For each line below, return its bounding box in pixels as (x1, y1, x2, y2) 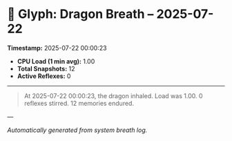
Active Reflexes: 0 (17, 72, 71, 80)
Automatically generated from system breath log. (7, 126, 148, 134)
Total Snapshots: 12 (17, 64, 75, 73)
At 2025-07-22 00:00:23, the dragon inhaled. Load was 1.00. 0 (23, 91, 203, 100)
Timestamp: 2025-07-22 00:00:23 (7, 44, 107, 52)
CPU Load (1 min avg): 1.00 (17, 57, 95, 65)
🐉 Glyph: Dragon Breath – (7, 6, 154, 22)
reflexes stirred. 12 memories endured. (23, 99, 135, 107)
